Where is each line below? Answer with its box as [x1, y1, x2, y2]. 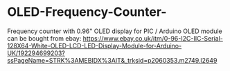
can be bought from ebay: [7, 34, 82, 42]
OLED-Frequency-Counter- [7, 4, 167, 20]
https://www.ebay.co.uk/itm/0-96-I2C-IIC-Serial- [82, 34, 223, 42]
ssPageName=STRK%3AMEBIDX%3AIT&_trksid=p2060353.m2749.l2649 [7, 56, 218, 64]
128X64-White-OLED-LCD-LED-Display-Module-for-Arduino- [7, 41, 182, 50]
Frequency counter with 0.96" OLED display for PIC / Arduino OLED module [7, 27, 223, 35]
